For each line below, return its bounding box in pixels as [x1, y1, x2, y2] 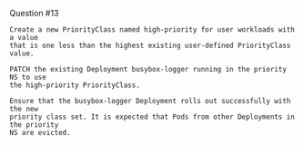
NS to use [9, 72, 47, 82]
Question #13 [9, 8, 59, 18]
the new [9, 104, 39, 113]
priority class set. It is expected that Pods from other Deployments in [9, 112, 296, 121]
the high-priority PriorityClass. [9, 81, 141, 90]
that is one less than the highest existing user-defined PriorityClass [9, 41, 291, 50]
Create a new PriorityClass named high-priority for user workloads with [9, 25, 296, 34]
